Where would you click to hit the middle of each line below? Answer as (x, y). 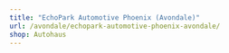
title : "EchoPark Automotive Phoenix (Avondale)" (105, 18)
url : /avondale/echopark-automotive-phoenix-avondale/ (115, 26)
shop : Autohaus (38, 34)
